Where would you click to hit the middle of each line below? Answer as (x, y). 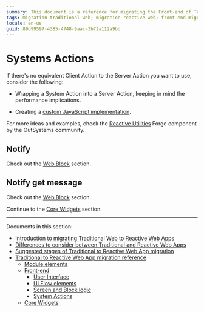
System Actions (53, 296)
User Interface (51, 277)
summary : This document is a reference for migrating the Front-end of (99, 12)
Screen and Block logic (62, 290)
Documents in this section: (39, 226)
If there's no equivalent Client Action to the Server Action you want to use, (99, 76)
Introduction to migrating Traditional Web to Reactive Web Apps (95, 238)
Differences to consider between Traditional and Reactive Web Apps (100, 244)
